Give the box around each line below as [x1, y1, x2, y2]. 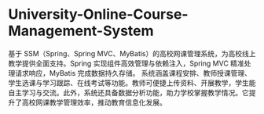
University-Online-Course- [8, 5, 189, 23]
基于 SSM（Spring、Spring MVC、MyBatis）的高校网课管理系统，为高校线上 [8, 48, 256, 58]
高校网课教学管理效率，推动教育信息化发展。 [21, 98, 167, 107]
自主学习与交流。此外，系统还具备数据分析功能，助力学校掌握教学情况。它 [8, 87, 249, 97]
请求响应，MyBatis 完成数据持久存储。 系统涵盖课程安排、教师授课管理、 [14, 68, 251, 77]
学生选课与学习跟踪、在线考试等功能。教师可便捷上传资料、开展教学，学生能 [8, 78, 256, 87]
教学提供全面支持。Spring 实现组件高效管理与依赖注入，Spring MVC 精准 [8, 59, 245, 68]
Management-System [8, 22, 155, 40]
